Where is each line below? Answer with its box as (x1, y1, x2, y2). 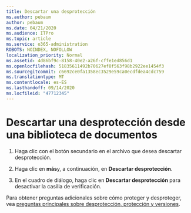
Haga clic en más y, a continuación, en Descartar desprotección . (14, 165, 173, 172)
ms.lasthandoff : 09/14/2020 (6, 85, 75, 91)
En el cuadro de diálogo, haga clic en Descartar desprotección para (14, 177, 181, 184)
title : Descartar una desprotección (6, 8, 96, 15)
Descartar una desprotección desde (6, 116, 186, 129)
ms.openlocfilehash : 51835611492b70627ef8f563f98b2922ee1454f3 (6, 63, 165, 69)
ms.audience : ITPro (6, 31, 54, 36)
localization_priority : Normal (6, 52, 83, 58)
